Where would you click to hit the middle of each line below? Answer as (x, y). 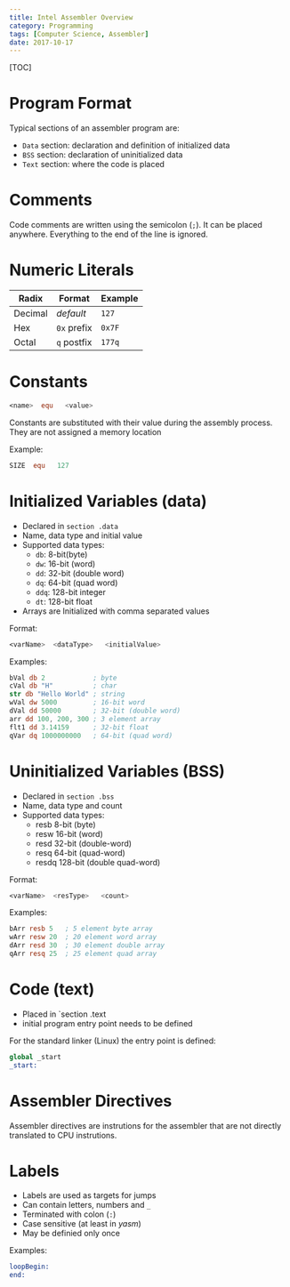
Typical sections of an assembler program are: (94, 128)
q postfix (74, 342)
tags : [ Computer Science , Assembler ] (79, 34)
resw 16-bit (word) (69, 833)
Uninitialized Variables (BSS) (117, 771)
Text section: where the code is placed (93, 165)
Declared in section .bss (68, 796)
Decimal (31, 314)
